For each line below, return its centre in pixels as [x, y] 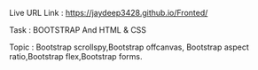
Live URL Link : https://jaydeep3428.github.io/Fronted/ [109, 13]
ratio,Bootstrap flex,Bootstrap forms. [76, 56]
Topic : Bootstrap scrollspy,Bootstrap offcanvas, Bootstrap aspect [129, 47]
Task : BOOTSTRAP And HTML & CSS [78, 30]
